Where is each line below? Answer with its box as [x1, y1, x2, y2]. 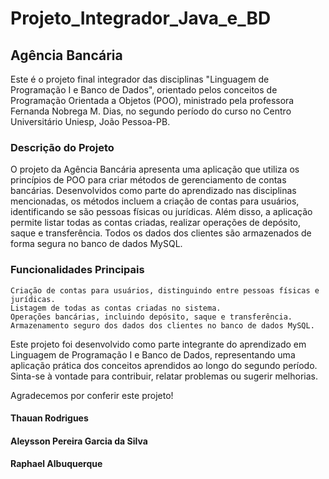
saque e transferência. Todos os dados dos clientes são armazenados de [10, 227, 312, 239]
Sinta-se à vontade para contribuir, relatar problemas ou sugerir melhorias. [10, 370, 318, 382]
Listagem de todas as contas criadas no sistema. [10, 303, 222, 313]
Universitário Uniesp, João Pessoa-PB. [10, 116, 171, 127]
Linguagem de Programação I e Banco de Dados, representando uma [10, 348, 296, 361]
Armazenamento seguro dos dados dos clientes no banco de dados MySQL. [10, 320, 315, 331]
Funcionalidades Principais [10, 263, 145, 277]
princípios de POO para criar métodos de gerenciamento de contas [10, 174, 287, 186]
